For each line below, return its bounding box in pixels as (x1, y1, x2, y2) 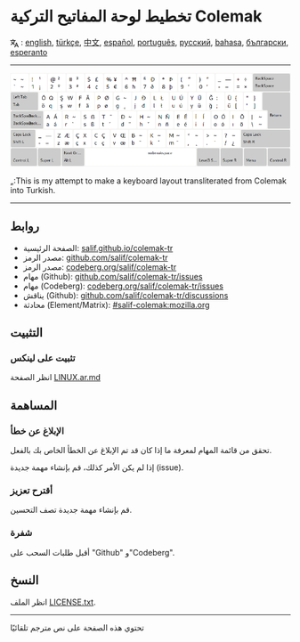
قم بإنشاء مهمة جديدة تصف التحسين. (10, 505, 133, 516)
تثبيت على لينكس (10, 352, 76, 364)
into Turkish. (10, 184, 56, 195)
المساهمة (10, 398, 57, 413)
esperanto (10, 46, 48, 57)
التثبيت (10, 325, 44, 340)
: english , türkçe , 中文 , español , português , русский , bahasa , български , (20, 37, 288, 47)
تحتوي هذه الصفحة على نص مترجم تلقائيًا (10, 622, 145, 633)
